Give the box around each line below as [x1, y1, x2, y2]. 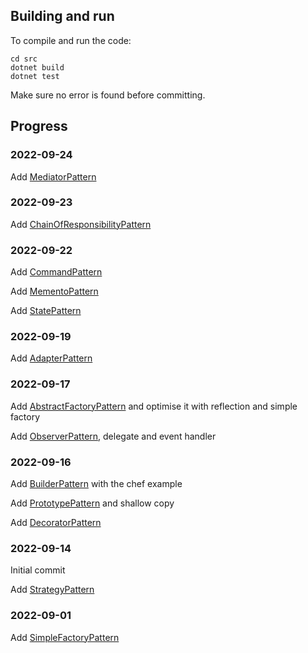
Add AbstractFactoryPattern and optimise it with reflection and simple [10, 400, 298, 412]
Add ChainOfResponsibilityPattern [10, 218, 152, 230]
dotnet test [10, 71, 60, 81]
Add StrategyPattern [10, 584, 95, 596]
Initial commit [10, 564, 66, 576]
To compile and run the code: [10, 34, 132, 46]
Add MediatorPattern [10, 170, 97, 183]
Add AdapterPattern [10, 352, 93, 364]
